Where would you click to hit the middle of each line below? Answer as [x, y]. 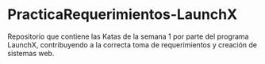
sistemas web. [31, 53]
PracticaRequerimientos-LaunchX [123, 15]
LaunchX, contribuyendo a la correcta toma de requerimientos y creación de [132, 44]
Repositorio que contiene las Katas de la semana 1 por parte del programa [128, 36]
